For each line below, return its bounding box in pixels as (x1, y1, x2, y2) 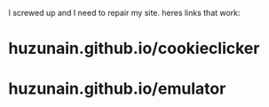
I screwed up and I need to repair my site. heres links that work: (8, 8, 241, 18)
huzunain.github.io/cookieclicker (8, 39, 260, 58)
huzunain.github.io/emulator (8, 79, 226, 99)
